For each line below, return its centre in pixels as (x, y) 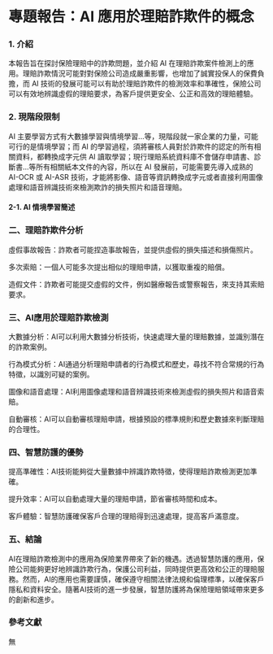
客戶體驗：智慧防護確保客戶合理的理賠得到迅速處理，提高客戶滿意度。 (126, 517)
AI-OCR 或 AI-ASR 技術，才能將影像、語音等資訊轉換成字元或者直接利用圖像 (136, 177)
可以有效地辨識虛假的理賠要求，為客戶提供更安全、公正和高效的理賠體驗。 (133, 94)
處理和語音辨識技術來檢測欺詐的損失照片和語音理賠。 (97, 187)
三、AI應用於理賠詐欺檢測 (58, 317)
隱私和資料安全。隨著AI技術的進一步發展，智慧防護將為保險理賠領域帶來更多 (136, 589)
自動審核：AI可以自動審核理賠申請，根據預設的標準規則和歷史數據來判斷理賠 (136, 419)
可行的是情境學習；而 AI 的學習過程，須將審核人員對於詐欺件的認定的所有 (131, 146)
